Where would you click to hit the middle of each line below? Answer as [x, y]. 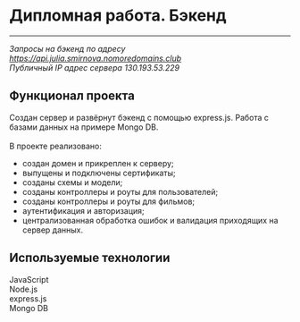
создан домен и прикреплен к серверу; [98, 163]
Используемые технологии [90, 258]
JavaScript [29, 279]
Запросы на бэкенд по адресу [67, 48]
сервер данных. [53, 230]
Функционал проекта [72, 96]
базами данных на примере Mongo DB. [84, 127]
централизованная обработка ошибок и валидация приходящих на [150, 220]
